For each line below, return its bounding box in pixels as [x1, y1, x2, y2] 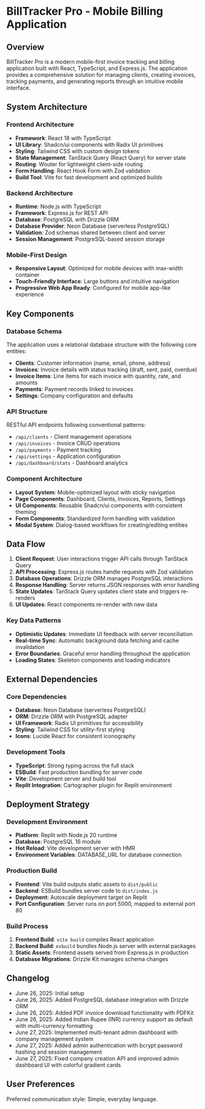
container [15, 271, 40, 279]
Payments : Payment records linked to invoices [15, 385, 134, 392]
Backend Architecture [6, 189, 74, 197]
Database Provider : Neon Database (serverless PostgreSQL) [15, 222, 170, 230]
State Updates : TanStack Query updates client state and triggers [15, 588, 180, 595]
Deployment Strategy [6, 800, 90, 810]
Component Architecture [6, 475, 83, 483]
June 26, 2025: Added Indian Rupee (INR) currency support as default [15, 1015, 193, 1023]
